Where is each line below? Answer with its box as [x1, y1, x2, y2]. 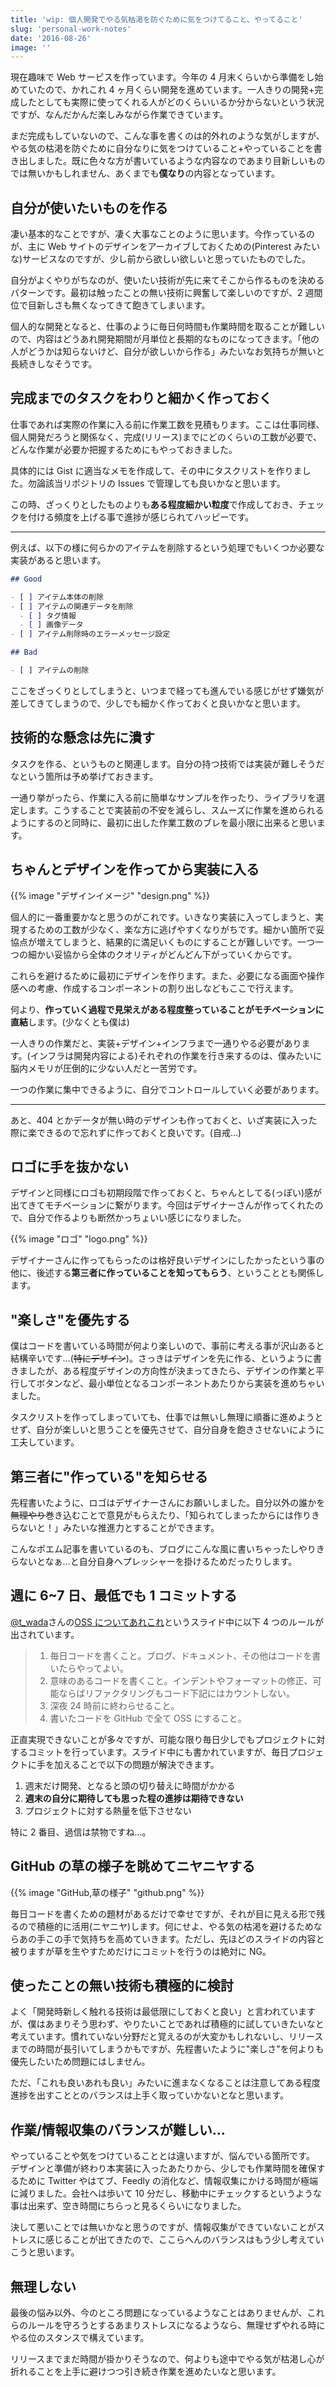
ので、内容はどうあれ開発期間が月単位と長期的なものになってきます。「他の [10, 333, 320, 345]
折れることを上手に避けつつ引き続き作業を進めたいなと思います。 [10, 2366, 282, 2377]
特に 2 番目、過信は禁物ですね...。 [10, 1826, 152, 1838]
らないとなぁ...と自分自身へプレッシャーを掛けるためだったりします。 [10, 1555, 298, 1567]
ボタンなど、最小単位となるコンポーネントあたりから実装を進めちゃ [36, 1377, 317, 1390]
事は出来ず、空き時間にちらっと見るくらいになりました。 [10, 2200, 247, 2212]
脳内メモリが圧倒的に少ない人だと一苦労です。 [10, 1062, 203, 1074]
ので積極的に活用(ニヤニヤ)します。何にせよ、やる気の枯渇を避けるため [18, 1920, 314, 1932]
